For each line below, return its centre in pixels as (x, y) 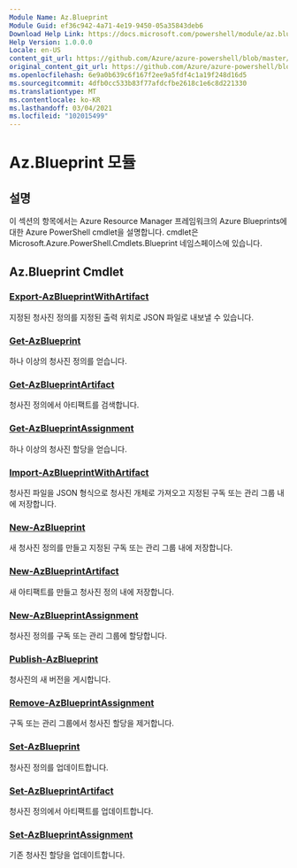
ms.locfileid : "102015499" (59, 116)
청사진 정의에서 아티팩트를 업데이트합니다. (81, 811)
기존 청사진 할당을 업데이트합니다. (67, 855)
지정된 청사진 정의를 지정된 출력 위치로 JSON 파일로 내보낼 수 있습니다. (132, 317)
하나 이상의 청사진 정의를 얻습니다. (68, 361)
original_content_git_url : (59, 67)
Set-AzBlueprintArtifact (61, 791)
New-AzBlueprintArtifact (64, 571)
